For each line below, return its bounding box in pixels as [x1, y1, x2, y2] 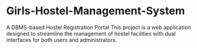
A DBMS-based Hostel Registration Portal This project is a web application [6, 24, 191, 31]
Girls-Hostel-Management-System [6, 4, 185, 18]
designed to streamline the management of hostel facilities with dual [6, 30, 176, 37]
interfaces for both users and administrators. [6, 36, 117, 43]
